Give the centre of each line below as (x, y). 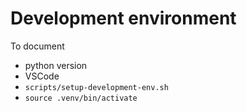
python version (56, 65)
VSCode (42, 76)
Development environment (123, 18)
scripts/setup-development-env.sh (96, 87)
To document (37, 46)
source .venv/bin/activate (81, 98)
